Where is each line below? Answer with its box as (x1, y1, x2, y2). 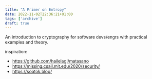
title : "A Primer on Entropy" (5, 7, 67, 12)
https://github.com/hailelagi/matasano (12, 58, 89, 64)
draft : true (5, 20, 29, 26)
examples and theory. (5, 39, 49, 45)
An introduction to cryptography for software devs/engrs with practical (5, 34, 147, 40)
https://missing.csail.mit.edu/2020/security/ (12, 63, 100, 69)
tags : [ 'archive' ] (5, 16, 42, 21)
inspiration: (5, 49, 28, 55)
